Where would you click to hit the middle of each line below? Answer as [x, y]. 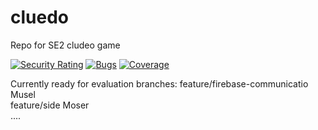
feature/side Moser [50, 105]
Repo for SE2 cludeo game [65, 45]
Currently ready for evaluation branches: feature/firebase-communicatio [159, 83]
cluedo [39, 17]
